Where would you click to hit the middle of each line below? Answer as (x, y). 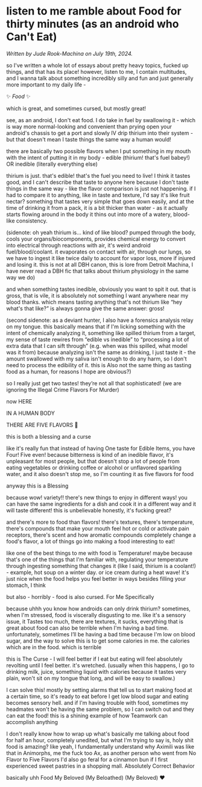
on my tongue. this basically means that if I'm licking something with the (96, 326)
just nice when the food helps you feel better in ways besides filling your (96, 578)
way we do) (21, 277)
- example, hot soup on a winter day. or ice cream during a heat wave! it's (98, 572)
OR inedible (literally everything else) (52, 164)
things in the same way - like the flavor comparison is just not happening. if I (101, 188)
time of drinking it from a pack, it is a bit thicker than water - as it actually (97, 207)
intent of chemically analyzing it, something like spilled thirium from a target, (101, 333)
